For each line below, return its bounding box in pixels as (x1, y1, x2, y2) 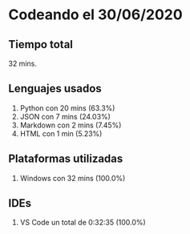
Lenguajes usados (8, 82, 102, 95)
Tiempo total (8, 38, 74, 51)
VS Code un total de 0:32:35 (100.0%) (19, 218, 146, 228)
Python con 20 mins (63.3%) (19, 103, 115, 113)
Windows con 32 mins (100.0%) (19, 173, 126, 183)
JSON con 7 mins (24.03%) (19, 111, 111, 121)
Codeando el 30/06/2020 (8, 6, 183, 24)
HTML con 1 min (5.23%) (19, 128, 103, 138)
